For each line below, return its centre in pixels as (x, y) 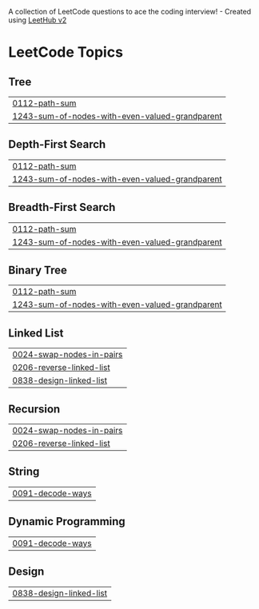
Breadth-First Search (62, 207)
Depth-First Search (57, 144)
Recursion (34, 409)
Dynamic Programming (67, 521)
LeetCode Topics (66, 52)
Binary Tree (38, 271)
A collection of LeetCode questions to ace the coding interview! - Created (130, 12)
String (24, 472)
